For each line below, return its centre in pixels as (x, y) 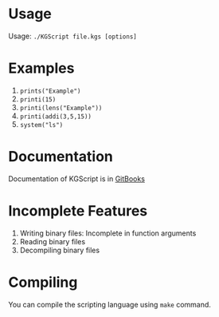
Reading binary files (53, 241)
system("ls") (41, 125)
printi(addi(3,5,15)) (55, 117)
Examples (41, 68)
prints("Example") (50, 91)
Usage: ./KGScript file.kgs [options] (72, 36)
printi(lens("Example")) (61, 108)
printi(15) (38, 99)
